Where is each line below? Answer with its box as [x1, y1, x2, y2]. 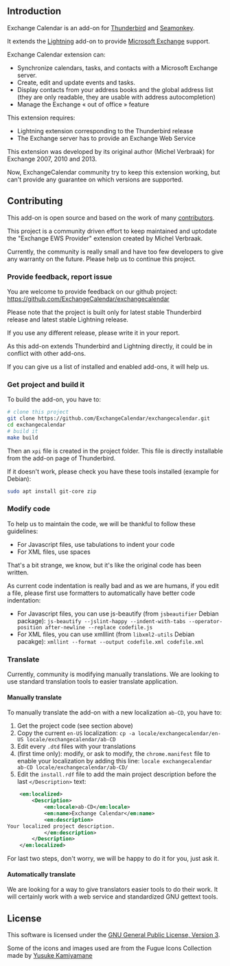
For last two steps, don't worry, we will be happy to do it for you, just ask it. [7, 855, 220, 863]
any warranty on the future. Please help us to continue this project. [7, 254, 196, 263]
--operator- [188, 618, 223, 625]
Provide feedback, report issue [7, 271, 113, 281]
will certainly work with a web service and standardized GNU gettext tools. [7, 892, 218, 901]
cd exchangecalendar [7, 421, 67, 428]
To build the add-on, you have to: [7, 395, 102, 404]
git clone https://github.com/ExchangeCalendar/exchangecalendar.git [7, 415, 211, 422]
